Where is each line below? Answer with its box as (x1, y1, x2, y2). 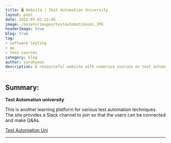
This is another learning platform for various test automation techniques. (5, 106, 157, 112)
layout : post (5, 12, 33, 17)
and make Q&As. (5, 117, 41, 123)
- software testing (5, 41, 47, 46)
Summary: (5, 83, 39, 92)
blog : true (5, 31, 28, 36)
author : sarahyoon (5, 60, 44, 65)
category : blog (5, 54, 38, 60)
